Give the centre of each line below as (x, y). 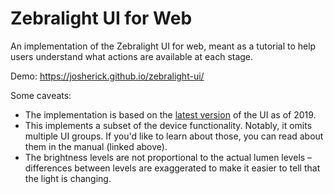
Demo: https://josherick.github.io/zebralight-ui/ (107, 76)
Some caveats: (41, 95)
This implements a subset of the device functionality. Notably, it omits (168, 125)
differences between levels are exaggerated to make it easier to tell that (172, 168)
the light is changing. (68, 178)
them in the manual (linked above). (96, 146)
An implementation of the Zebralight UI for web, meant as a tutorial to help (163, 46)
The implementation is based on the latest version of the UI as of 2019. (170, 114)
